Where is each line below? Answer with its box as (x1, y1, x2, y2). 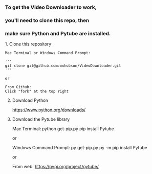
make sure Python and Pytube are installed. (5, 30, 111, 37)
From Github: (5, 85, 32, 90)
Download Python (12, 97, 48, 103)
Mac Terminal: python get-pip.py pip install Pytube (12, 126, 114, 132)
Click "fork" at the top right (5, 89, 69, 94)
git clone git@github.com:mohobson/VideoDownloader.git (5, 63, 121, 68)
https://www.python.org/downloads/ (12, 107, 86, 113)
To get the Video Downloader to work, (5, 4, 97, 11)
